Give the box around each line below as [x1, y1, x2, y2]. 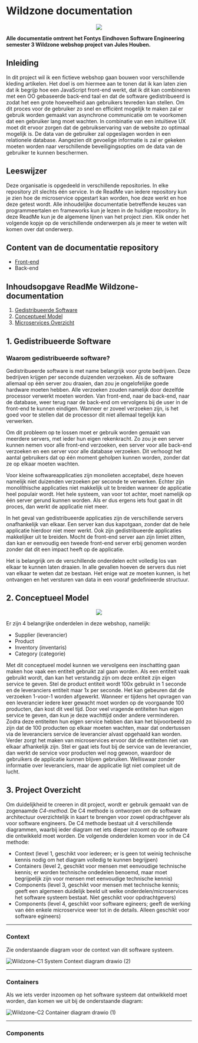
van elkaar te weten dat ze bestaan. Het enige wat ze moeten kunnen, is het [6, 569, 190, 576]
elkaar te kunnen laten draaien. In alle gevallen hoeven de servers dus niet [6, 563, 187, 570]
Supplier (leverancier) [14, 631, 68, 638]
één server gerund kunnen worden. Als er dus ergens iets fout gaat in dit [6, 497, 183, 504]
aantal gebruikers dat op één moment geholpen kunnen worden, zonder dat [6, 454, 190, 461]
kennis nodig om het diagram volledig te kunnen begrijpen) [14, 856, 158, 863]
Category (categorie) [14, 650, 66, 657]
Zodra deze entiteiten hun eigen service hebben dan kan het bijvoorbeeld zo [6, 718, 192, 725]
